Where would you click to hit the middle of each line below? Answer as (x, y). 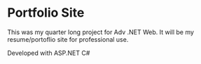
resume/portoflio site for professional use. (68, 39)
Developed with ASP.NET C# (49, 53)
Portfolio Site (46, 13)
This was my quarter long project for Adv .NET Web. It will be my (101, 32)
